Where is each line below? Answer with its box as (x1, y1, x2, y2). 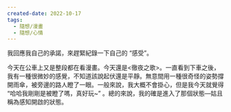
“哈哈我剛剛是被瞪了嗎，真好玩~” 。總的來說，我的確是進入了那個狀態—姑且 (7, 89, 223, 98)
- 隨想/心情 (13, 29, 43, 36)
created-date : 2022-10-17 (7, 10, 81, 17)
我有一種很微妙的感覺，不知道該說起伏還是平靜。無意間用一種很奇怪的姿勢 (7, 72, 218, 80)
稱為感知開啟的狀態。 (7, 98, 67, 107)
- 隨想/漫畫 (13, 23, 43, 30)
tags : (7, 16, 23, 23)
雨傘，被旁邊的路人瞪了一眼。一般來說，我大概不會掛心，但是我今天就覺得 (12, 80, 224, 89)
